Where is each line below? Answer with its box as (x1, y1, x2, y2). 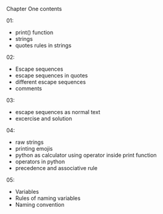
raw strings (15, 138, 44, 146)
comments (15, 85, 42, 92)
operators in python (15, 158, 65, 165)
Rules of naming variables (15, 194, 81, 202)
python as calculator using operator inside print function (15, 152, 157, 159)
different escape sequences (15, 79, 86, 85)
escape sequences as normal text (15, 109, 101, 115)
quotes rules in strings (15, 42, 72, 49)
